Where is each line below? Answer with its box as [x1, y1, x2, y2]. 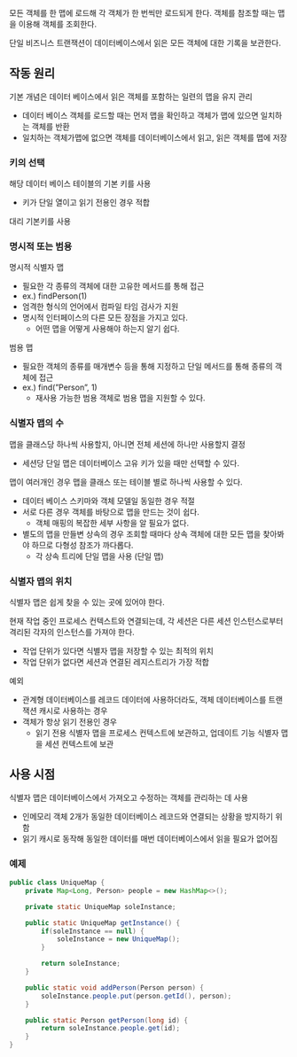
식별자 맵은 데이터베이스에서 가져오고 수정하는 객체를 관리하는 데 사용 [9, 792, 248, 803]
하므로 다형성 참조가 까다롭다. [31, 540, 134, 550]
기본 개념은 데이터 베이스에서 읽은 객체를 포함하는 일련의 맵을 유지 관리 [9, 91, 253, 102]
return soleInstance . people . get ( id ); [41, 1024, 180, 1033]
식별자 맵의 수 [9, 417, 65, 430]
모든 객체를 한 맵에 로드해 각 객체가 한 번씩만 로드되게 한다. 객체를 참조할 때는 [9, 8, 277, 18]
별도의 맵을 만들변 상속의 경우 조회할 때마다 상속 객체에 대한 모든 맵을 [21, 528, 262, 539]
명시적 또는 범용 [9, 240, 73, 253]
